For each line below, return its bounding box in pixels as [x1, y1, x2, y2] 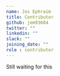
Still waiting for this [6, 63, 53, 70]
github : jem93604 [6, 19, 49, 25]
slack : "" [6, 36, 31, 42]
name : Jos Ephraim [6, 8, 51, 15]
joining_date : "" [6, 42, 49, 48]
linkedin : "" [6, 31, 38, 37]
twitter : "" [6, 25, 35, 31]
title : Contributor [6, 14, 54, 20]
